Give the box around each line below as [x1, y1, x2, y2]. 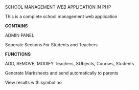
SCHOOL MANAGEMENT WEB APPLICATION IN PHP [5, 4, 111, 10]
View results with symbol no [5, 80, 62, 85]
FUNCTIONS [5, 51, 31, 57]
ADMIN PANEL [5, 33, 35, 38]
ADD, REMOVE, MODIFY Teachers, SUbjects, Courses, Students [5, 61, 134, 66]
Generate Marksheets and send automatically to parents [5, 70, 118, 76]
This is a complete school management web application [5, 14, 117, 19]
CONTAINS [5, 23, 28, 29]
